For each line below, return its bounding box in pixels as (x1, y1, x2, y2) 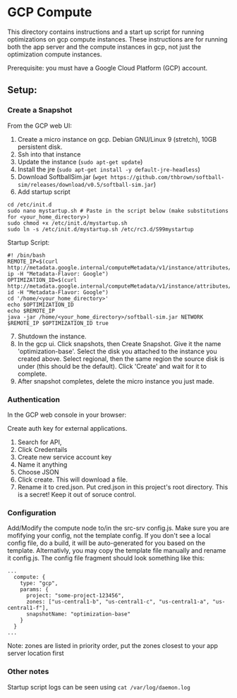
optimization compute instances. (7, 50, 102, 59)
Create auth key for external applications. (7, 424, 128, 432)
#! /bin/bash (7, 252, 46, 259)
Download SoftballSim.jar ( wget (17, 172, 108, 180)
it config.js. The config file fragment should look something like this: (7, 554, 205, 563)
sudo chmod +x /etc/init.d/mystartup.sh (7, 219, 128, 226)
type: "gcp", (20, 580, 59, 587)
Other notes (7, 667, 49, 677)
